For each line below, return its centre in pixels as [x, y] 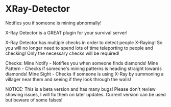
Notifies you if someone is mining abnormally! [53, 23]
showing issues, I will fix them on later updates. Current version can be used [86, 94]
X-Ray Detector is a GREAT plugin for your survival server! [66, 32]
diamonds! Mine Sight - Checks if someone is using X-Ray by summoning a [84, 74]
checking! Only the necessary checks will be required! [62, 53]
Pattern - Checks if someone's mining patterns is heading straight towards [84, 68]
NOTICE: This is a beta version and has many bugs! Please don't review [80, 89]
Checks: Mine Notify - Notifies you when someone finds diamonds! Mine [82, 63]
